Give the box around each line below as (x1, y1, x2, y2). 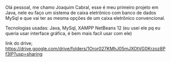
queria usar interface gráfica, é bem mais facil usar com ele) (5, 30, 132, 36)
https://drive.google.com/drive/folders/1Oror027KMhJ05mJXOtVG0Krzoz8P (5, 46, 166, 51)
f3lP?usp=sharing (5, 51, 43, 57)
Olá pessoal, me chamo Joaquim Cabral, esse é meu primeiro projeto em (5, 5, 159, 10)
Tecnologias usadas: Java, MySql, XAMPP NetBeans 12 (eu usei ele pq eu (5, 25, 161, 31)
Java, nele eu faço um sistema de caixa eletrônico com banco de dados (5, 10, 157, 16)
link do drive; (5, 40, 33, 46)
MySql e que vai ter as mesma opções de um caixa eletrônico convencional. (5, 15, 165, 21)
